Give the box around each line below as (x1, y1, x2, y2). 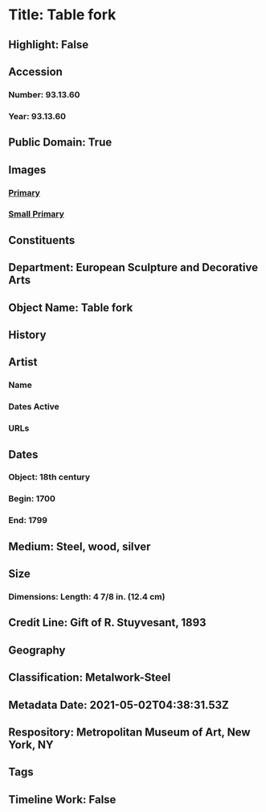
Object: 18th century (8, 472, 91, 483)
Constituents (8, 233, 76, 247)
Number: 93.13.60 (8, 89, 80, 100)
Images (8, 163, 47, 176)
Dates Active (8, 401, 60, 412)
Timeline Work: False (8, 793, 117, 806)
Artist (8, 356, 38, 369)
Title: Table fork (8, 6, 117, 24)
